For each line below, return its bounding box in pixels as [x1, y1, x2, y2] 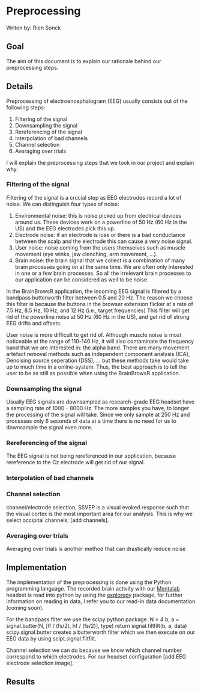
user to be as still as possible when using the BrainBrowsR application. [6, 369, 181, 376]
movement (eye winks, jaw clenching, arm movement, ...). [14, 250, 158, 257]
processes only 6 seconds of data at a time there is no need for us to [6, 417, 177, 425]
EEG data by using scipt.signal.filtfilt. [6, 634, 97, 642]
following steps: [6, 103, 46, 111]
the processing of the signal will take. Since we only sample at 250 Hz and [6, 411, 190, 419]
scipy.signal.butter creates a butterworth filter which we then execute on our [6, 628, 196, 636]
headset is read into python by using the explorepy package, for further [6, 591, 183, 598]
